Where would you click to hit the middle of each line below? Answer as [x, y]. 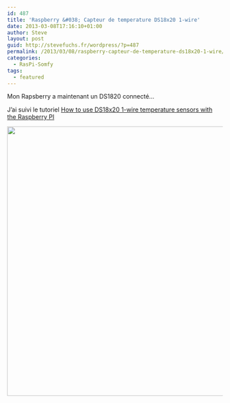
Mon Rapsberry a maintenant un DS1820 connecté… [81, 96]
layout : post [26, 39]
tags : [15, 70]
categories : [24, 58]
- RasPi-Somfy [33, 64]
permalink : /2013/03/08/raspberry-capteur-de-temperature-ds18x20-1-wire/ [116, 52]
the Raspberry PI [31, 117]
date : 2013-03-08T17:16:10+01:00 [55, 26]
